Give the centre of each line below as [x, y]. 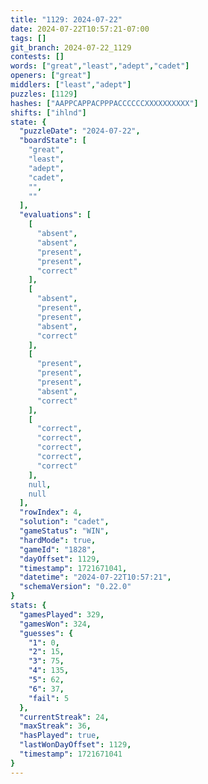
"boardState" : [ [53, 141]
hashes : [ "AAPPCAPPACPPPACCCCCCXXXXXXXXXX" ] [104, 103]
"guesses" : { [46, 633]
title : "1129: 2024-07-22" [66, 19]
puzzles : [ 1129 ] [44, 94]
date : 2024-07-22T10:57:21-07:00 [80, 29]
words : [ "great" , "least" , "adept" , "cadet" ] [100, 66]
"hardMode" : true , [58, 540]
